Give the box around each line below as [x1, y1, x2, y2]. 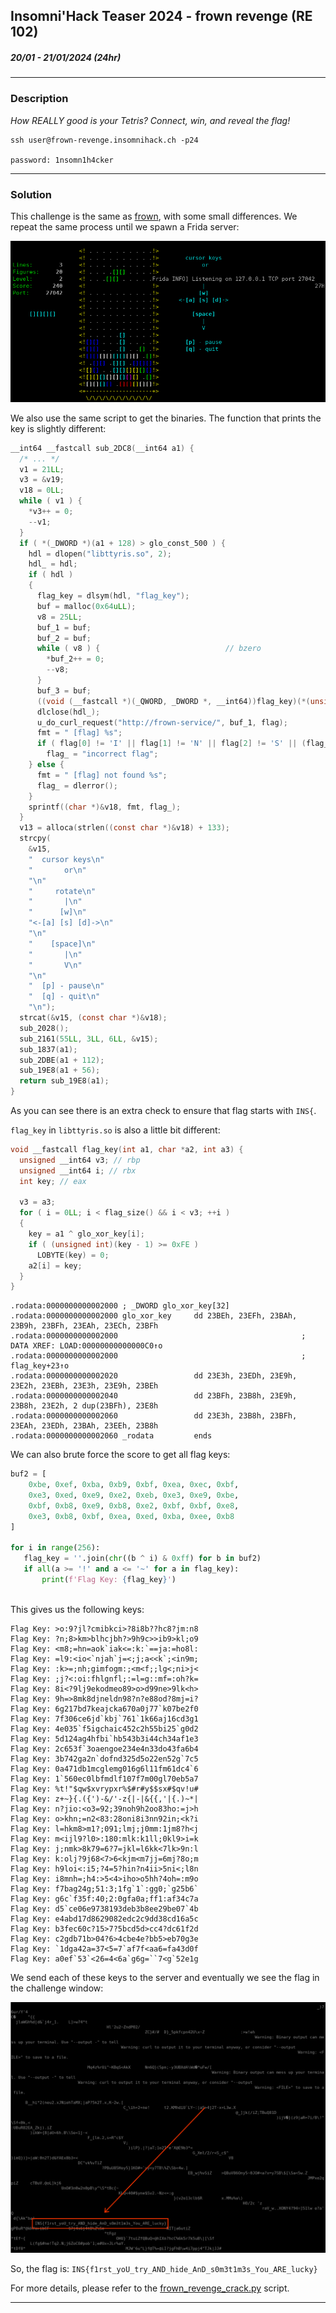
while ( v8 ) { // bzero [36, 644, 262, 654]
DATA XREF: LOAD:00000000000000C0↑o [10, 1341, 163, 1351]
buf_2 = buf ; [36, 633, 92, 643]
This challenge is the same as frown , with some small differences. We [10, 210, 298, 222]
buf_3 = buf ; [36, 685, 92, 696]
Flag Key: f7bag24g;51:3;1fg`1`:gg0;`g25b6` [10, 1884, 199, 1894]
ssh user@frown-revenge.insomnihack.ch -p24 [10, 135, 199, 145]
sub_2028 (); [19, 1023, 70, 1033]
